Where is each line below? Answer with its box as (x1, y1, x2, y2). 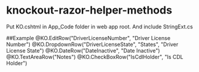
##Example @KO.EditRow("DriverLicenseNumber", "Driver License (6, 34, 171, 41)
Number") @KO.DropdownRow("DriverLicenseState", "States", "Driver (6, 41, 179, 48)
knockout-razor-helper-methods (6, 4, 172, 17)
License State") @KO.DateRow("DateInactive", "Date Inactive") (6, 47, 160, 54)
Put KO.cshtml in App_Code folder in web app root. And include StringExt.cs (6, 23, 193, 30)
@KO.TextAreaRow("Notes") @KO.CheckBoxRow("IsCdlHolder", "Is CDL (6, 53, 183, 60)
